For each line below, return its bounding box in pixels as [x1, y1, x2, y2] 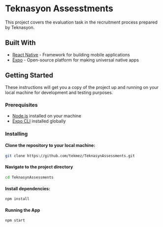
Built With [5, 39, 36, 47]
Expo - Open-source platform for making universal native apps [12, 57, 139, 63]
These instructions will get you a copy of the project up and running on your [5, 84, 159, 90]
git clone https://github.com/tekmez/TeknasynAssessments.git [5, 153, 135, 158]
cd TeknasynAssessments [5, 175, 54, 180]
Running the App [5, 207, 40, 213]
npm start [5, 218, 26, 223]
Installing [5, 130, 28, 137]
